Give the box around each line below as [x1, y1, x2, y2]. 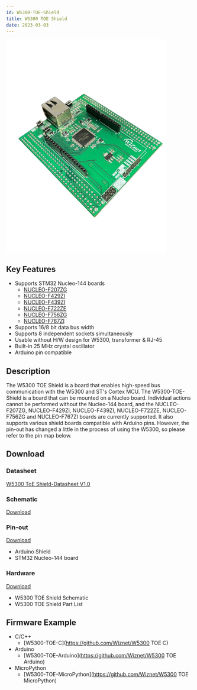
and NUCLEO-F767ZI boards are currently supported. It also [26, 413, 173, 420]
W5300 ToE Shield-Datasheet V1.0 [6, 480, 91, 487]
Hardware [6, 569, 35, 578]
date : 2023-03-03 [6, 22, 49, 28]
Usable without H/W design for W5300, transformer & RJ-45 [14, 336, 163, 344]
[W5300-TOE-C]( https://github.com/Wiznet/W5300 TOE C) [23, 639, 169, 647]
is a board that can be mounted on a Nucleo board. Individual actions [22, 394, 191, 401]
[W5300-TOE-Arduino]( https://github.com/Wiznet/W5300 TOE [23, 652, 176, 659]
